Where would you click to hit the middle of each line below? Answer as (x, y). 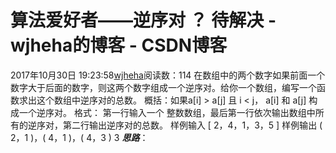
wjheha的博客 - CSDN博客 (119, 45)
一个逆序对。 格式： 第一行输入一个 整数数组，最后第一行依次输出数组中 (167, 112)
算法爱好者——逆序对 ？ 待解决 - (143, 20)
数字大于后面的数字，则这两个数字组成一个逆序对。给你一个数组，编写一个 (163, 87)
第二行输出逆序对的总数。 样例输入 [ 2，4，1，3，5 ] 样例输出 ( (192, 125)
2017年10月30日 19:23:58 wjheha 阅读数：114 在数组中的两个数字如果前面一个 (168, 75)
